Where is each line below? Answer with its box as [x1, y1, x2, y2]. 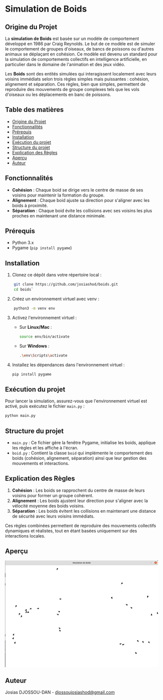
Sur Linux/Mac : [19, 324, 52, 330]
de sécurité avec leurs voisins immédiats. [12, 513, 95, 519]
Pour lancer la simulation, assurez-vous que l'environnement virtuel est [5, 398, 147, 404]
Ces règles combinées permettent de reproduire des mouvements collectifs [5, 522, 156, 528]
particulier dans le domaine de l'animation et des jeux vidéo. [5, 62, 125, 67]
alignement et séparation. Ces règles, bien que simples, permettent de [5, 81, 146, 87]
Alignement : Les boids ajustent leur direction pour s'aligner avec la [12, 498, 148, 503]
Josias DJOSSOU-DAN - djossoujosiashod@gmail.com [5, 689, 115, 695]
